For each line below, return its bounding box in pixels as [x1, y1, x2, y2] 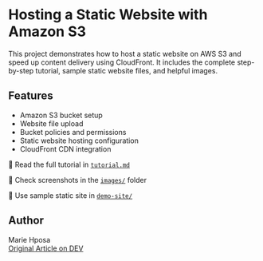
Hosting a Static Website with [8, 6, 208, 24]
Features [8, 89, 53, 103]
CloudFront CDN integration [19, 144, 112, 153]
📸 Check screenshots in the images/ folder [8, 175, 147, 184]
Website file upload [19, 118, 84, 129]
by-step [8, 65, 34, 75]
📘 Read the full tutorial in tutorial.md [8, 160, 130, 169]
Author [8, 214, 44, 227]
